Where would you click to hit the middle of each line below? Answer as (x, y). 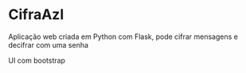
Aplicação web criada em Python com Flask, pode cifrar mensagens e (123, 36)
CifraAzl (36, 15)
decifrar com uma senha (49, 44)
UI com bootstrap (37, 60)
